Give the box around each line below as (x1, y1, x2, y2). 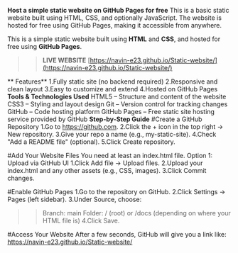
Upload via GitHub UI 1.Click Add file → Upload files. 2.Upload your (7, 159, 204, 167)
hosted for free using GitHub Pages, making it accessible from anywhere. (7, 21, 222, 29)
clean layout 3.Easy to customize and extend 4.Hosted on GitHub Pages (7, 85, 218, 93)
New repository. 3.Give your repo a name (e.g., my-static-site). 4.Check (7, 130, 217, 138)
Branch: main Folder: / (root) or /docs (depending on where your (42, 209, 231, 217)
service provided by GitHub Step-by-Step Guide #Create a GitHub (7, 115, 202, 123)
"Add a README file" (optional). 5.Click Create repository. (7, 137, 175, 146)
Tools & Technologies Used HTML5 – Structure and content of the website (7, 92, 227, 101)
